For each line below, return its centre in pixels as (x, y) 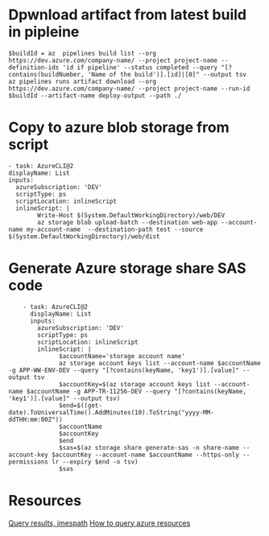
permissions (28, 462)
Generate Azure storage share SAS (128, 268)
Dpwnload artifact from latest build (128, 15)
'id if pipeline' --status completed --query (140, 67)
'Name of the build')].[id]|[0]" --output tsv (167, 74)
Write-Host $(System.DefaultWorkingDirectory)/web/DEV (131, 215)
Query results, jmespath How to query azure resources (99, 523)
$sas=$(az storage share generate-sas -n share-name (149, 447)
